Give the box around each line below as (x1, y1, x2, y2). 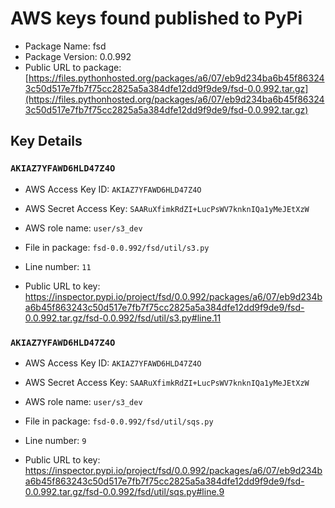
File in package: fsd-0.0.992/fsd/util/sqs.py (24, 415, 214, 427)
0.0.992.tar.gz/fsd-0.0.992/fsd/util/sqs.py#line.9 (24, 485, 225, 497)
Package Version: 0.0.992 (24, 50, 132, 62)
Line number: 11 (24, 260, 92, 272)
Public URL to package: (24, 61, 122, 73)
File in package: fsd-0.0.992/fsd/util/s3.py (24, 241, 210, 253)
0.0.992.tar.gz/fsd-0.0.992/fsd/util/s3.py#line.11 (24, 312, 222, 324)
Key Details (10, 133, 83, 150)
